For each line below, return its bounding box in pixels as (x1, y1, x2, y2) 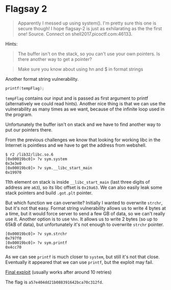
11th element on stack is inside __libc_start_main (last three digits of (5, 179, 150, 185)
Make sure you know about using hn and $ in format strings (17, 66, 143, 72)
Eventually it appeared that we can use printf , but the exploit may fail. (5, 259, 154, 265)
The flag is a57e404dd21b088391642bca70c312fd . (5, 279, 104, 285)
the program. (5, 111, 33, 118)
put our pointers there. (5, 126, 53, 133)
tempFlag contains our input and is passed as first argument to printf (5, 95, 149, 101)
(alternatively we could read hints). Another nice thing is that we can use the (5, 100, 166, 106)
